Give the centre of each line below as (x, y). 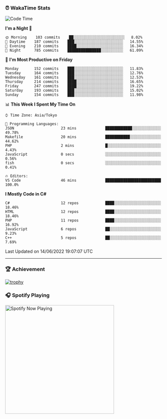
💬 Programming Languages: (32, 124)
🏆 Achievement (25, 269)
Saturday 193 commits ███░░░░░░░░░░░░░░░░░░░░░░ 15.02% (74, 91)
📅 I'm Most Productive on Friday (39, 60)
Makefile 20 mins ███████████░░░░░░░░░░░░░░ (83, 137)
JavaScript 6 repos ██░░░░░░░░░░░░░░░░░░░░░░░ (83, 229)
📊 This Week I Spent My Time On (40, 104)
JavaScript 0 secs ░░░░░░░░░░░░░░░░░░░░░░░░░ (83, 154)
